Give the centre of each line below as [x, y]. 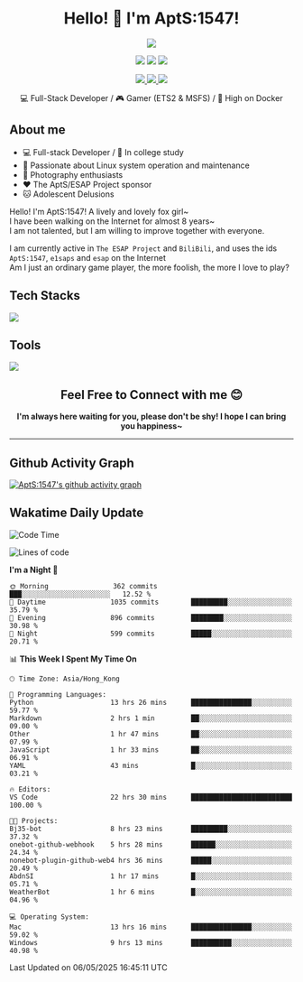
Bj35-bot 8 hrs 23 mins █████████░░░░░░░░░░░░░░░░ [151, 829]
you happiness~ [151, 426]
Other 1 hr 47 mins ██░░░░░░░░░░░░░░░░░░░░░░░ [151, 734]
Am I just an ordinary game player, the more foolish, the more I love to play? [150, 267]
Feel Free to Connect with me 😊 [151, 395]
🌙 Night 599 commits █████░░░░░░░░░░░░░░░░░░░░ [151, 634]
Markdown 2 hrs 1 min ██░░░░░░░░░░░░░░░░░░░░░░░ [151, 718]
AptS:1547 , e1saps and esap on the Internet [88, 257]
